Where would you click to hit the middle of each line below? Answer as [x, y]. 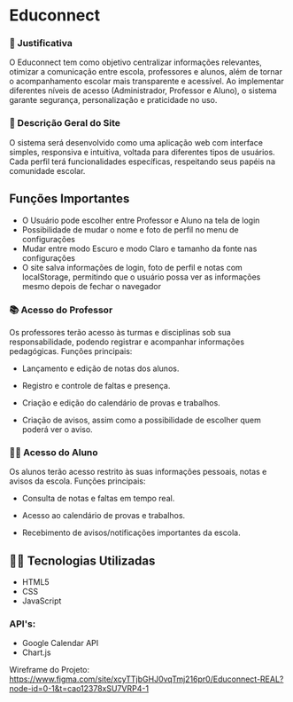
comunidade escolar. [47, 170]
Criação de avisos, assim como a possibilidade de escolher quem [141, 420]
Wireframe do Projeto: [50, 670]
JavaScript [42, 601]
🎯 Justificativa [41, 43]
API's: [23, 624]
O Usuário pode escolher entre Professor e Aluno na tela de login [141, 220]
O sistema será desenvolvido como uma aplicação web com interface [136, 142]
